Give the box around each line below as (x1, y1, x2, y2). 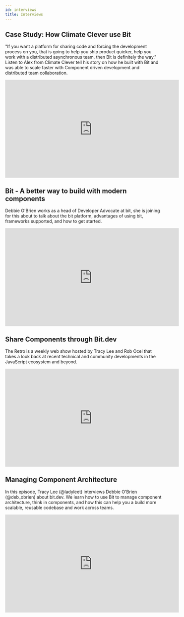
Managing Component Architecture (5, 476, 118, 484)
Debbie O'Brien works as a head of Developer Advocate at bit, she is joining (5, 207, 160, 214)
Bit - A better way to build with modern (5, 187, 127, 195)
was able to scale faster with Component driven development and (5, 65, 140, 71)
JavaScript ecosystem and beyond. (5, 359, 78, 365)
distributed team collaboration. (5, 70, 68, 76)
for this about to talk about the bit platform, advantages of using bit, (5, 213, 143, 219)
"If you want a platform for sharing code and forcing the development (5, 43, 147, 50)
